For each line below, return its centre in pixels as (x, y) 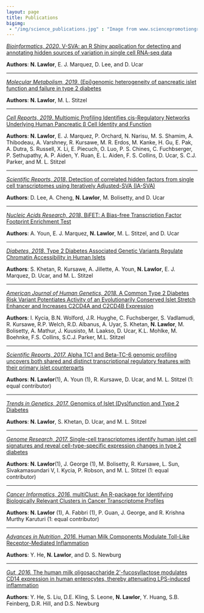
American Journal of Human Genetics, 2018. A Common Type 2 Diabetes (98, 293)
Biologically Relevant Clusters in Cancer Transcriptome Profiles (85, 501)
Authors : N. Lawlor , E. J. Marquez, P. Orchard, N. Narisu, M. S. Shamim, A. (100, 136)
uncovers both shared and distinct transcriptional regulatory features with (98, 361)
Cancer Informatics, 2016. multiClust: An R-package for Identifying (90, 494)
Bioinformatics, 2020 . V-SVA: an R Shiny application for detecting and (94, 46)
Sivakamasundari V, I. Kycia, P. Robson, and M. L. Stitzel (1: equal (87, 471)
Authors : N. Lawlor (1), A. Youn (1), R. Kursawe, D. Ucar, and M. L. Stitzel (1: (100, 380)
